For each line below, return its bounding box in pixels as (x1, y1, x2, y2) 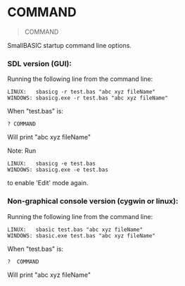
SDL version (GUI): (7, 58, 72, 68)
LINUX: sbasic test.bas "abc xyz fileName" (7, 226, 143, 233)
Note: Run (7, 147, 37, 155)
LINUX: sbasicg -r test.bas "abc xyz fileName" (7, 89, 156, 96)
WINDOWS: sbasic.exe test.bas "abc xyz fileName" (7, 232, 156, 240)
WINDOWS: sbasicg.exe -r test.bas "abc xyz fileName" (7, 94, 169, 102)
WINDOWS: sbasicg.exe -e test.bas (7, 166, 109, 173)
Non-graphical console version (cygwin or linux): (7, 197, 179, 206)
